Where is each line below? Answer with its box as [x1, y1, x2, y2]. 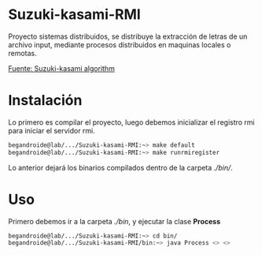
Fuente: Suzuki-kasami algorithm [8, 63, 116, 73]
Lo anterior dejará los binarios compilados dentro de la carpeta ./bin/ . [8, 163, 234, 172]
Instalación [8, 92, 83, 110]
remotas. [8, 48, 37, 58]
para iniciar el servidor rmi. [8, 126, 96, 135]
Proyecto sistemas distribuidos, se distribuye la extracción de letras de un [8, 32, 248, 41]
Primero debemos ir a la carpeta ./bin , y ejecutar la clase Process [8, 216, 221, 226]
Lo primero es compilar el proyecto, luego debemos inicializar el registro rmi [8, 117, 256, 127]
